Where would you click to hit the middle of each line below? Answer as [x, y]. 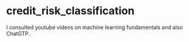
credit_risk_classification [70, 11]
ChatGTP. [18, 33]
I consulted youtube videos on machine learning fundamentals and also [94, 27]
